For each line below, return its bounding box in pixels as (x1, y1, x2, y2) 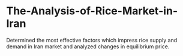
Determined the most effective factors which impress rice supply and (6, 36, 178, 43)
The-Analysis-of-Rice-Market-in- (6, 4, 178, 18)
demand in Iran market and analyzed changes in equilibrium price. (6, 43, 170, 50)
